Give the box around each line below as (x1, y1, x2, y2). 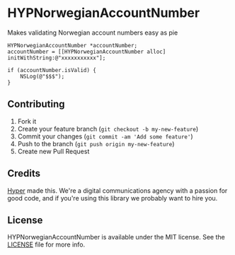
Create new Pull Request (17, 147, 90, 155)
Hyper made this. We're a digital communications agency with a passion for (7, 186, 228, 195)
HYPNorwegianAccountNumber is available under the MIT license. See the (7, 233, 225, 242)
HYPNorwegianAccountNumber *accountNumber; (7, 42, 138, 49)
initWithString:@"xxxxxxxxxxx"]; (7, 54, 106, 61)
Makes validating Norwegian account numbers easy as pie (7, 28, 178, 37)
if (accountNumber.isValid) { (7, 66, 97, 73)
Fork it (17, 117, 37, 125)
